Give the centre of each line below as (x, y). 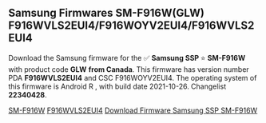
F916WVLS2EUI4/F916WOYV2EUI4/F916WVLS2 (131, 26)
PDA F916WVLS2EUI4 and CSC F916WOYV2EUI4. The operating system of (133, 77)
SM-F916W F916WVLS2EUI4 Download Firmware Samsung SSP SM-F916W (133, 110)
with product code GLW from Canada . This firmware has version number (129, 69)
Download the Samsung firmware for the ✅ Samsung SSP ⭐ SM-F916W (127, 58)
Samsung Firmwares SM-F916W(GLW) (107, 13)
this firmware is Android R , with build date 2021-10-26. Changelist (117, 86)
